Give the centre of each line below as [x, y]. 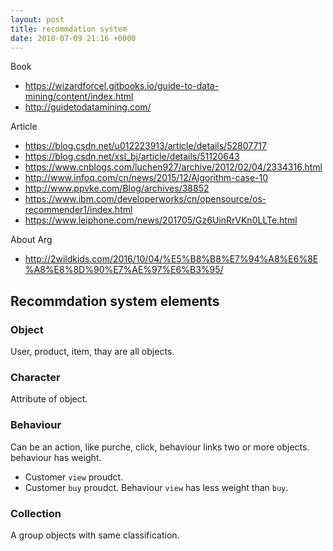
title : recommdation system [69, 29]
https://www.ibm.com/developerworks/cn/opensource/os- [145, 199]
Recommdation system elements [115, 301]
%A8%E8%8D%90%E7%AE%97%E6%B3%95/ [124, 270]
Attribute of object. [49, 399]
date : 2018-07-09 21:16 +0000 [73, 38]
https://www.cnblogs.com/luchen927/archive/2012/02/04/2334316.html [173, 167]
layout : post [37, 19]
